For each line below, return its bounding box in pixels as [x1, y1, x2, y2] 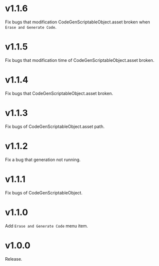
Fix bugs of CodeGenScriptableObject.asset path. [5, 124, 105, 129]
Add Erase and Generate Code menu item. [5, 223, 88, 229]
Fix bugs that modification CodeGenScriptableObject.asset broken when [5, 19, 150, 25]
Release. [5, 256, 23, 262]
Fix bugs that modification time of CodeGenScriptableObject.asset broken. [5, 57, 155, 63]
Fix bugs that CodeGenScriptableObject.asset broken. [5, 90, 113, 96]
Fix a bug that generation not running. [5, 157, 81, 162]
